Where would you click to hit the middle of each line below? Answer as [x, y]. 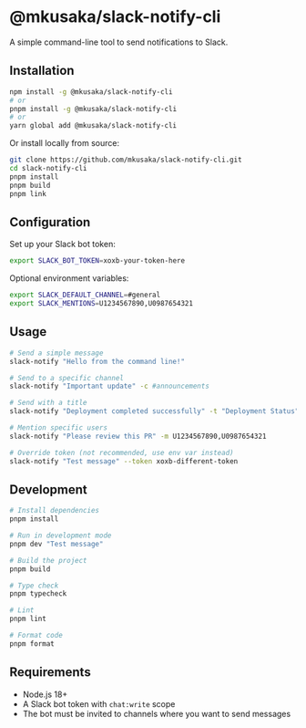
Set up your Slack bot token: [62, 244]
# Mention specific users [58, 428]
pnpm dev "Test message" [56, 544]
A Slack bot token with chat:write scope [99, 703]
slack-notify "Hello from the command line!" [97, 361]
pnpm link [28, 193]
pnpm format [32, 644]
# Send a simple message [56, 353]
